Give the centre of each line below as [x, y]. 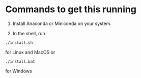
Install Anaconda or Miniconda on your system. [62, 23]
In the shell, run [29, 33]
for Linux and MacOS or [30, 52]
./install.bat [20, 61]
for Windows [19, 71]
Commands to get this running [71, 9]
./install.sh [19, 43]
